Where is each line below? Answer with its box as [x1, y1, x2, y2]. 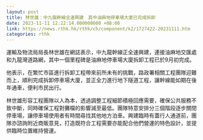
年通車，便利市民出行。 [6, 84, 65, 91]
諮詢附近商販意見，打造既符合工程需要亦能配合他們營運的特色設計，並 [16, 119, 192, 127]
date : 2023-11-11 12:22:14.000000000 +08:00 [6, 20, 120, 26]
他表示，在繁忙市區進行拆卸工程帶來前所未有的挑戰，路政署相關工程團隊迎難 [6, 69, 197, 76]
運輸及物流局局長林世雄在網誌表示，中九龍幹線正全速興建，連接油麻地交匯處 [6, 49, 197, 56]
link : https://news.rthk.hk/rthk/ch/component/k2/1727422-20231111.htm [6, 25, 190, 32]
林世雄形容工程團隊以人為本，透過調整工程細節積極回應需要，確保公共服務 [6, 97, 192, 104]
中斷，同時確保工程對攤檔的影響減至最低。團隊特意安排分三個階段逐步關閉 [11, 104, 197, 112]
